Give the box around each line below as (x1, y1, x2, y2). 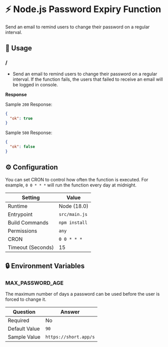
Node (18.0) (58, 202, 89, 209)
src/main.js (58, 211, 88, 217)
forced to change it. (5, 296, 47, 302)
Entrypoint (8, 211, 33, 218)
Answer (60, 308, 80, 316)
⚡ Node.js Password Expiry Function (5, 4, 161, 15)
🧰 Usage (5, 44, 32, 53)
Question (12, 308, 36, 316)
